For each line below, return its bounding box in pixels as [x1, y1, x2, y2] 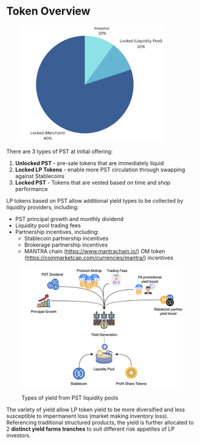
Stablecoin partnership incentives [24, 234, 109, 242]
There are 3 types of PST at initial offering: [6, 148, 113, 155]
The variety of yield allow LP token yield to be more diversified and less [6, 406, 185, 413]
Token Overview [6, 4, 91, 18]
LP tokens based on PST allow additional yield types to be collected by [6, 197, 184, 204]
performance [15, 185, 49, 193]
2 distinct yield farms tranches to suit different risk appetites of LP [6, 425, 175, 432]
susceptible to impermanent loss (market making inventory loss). [6, 412, 169, 420]
